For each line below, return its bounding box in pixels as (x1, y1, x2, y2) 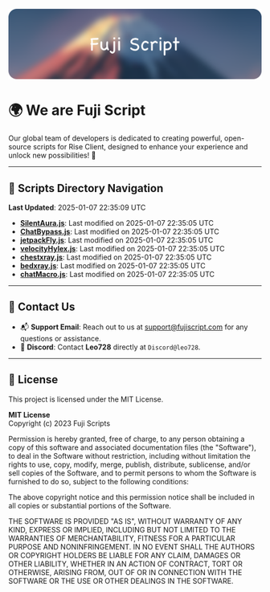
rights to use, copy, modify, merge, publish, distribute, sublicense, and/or (8, 459, 251, 469)
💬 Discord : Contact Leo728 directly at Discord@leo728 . (19, 342, 201, 352)
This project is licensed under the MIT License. (8, 394, 164, 404)
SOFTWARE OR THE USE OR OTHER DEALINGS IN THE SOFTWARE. (8, 576, 234, 586)
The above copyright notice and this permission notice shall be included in (8, 492, 255, 502)
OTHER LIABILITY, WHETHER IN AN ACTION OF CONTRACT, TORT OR (8, 559, 243, 569)
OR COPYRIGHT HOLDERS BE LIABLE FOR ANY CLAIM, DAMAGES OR (8, 550, 241, 560)
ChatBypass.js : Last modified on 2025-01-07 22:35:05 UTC (19, 227, 219, 237)
